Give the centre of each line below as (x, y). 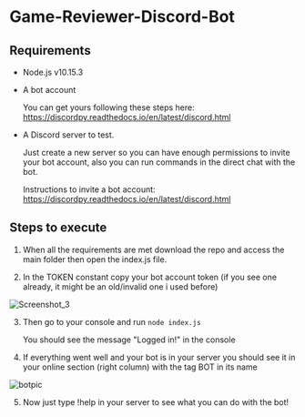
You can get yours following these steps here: (108, 107)
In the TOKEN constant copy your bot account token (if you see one (150, 277)
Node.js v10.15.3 (53, 72)
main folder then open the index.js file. (95, 259)
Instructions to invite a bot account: (89, 189)
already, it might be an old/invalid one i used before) (120, 286)
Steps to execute (58, 228)
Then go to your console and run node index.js (112, 321)
